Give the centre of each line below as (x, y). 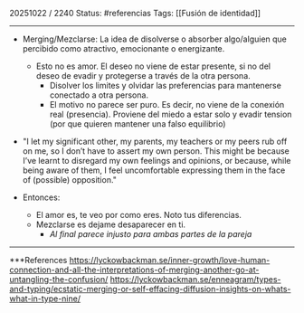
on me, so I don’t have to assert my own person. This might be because (156, 151)
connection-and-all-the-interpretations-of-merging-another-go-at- (134, 270)
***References (38, 260)
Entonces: (41, 197)
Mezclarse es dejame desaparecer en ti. (111, 224)
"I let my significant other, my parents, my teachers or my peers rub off (155, 141)
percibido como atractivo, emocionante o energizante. (123, 48)
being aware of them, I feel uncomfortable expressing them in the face (154, 170)
